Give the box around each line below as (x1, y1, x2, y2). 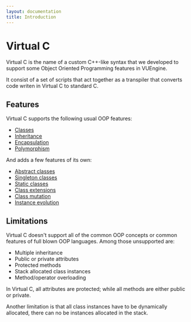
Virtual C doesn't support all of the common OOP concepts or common (6, 232, 178, 239)
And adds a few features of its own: (6, 157, 92, 164)
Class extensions (14, 187, 56, 194)
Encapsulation (14, 139, 49, 146)
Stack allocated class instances (14, 268, 91, 275)
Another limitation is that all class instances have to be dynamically (6, 303, 168, 310)
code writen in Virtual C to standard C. (6, 83, 98, 90)
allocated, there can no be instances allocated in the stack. (6, 309, 148, 317)
